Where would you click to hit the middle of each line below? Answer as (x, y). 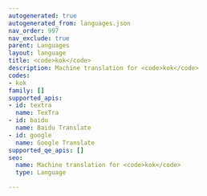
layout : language (37, 53)
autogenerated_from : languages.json (69, 23)
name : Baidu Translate (53, 128)
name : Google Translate (55, 143)
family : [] (26, 90)
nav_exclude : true (39, 38)
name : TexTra (37, 113)
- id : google (30, 135)
